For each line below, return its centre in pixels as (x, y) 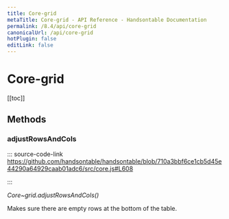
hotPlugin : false (32, 39)
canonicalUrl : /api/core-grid (50, 33)
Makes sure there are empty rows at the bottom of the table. (92, 208)
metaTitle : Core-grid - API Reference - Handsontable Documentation (107, 20)
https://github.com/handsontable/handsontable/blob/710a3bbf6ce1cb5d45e (114, 161)
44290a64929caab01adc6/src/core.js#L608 (70, 168)
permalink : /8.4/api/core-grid (52, 26)
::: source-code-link (35, 154)
